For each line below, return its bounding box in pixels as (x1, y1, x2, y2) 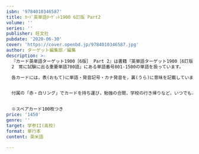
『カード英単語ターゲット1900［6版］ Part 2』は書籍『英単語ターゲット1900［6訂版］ (11, 58, 195, 64)
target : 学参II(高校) (6, 123, 56, 129)
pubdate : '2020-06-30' (6, 36, 62, 42)
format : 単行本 (6, 128, 41, 134)
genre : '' (6, 117, 31, 123)
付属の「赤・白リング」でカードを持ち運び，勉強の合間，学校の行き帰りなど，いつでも (11, 90, 192, 97)
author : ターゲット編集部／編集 (6, 47, 76, 53)
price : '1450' (6, 112, 41, 118)
